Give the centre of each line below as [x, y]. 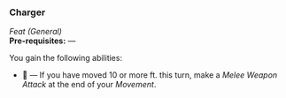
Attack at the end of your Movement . [89, 85]
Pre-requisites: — [43, 41]
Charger [27, 12]
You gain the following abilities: [66, 58]
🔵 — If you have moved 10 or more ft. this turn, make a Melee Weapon [150, 75]
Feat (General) [35, 32]
